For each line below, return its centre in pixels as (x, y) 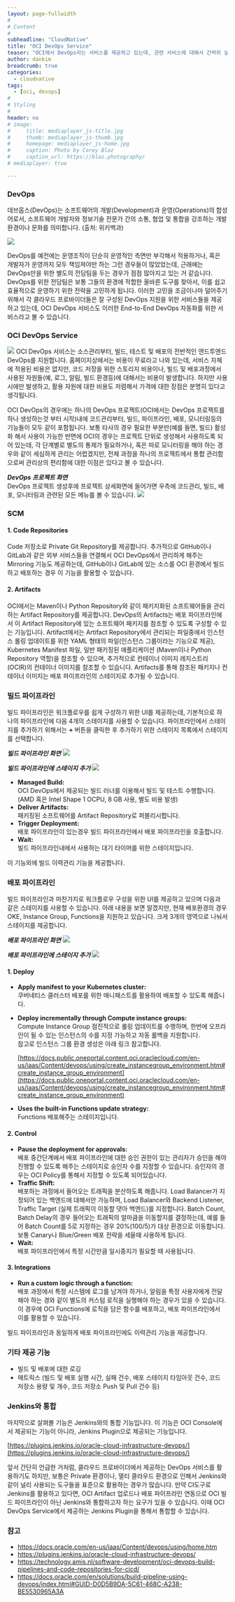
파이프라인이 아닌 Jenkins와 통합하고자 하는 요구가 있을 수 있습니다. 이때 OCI (120, 1503)
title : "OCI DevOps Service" (50, 46)
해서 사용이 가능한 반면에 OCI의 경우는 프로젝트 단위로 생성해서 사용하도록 (115, 436)
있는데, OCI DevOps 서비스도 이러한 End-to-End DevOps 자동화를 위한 (118, 308)
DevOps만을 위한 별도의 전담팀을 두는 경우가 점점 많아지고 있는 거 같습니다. (110, 273)
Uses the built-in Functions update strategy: (83, 1109)
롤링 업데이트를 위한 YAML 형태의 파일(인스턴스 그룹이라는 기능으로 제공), (115, 640)
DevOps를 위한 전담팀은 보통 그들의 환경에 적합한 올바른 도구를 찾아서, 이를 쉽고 (116, 282)
